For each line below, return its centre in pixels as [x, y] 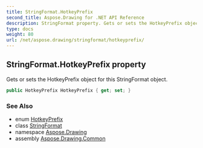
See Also [20, 106]
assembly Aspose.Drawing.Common [60, 138]
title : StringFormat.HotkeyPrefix [50, 12]
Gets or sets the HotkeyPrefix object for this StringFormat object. [87, 79]
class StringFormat [38, 126]
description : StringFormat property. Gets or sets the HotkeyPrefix [94, 23]
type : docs [20, 29]
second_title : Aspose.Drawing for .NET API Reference [76, 18]
